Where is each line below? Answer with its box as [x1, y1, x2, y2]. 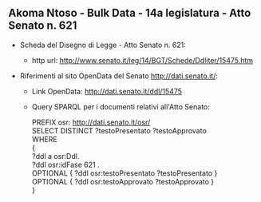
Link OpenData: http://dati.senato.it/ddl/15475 [31, 86, 182, 96]
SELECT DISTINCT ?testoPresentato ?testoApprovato [31, 125, 208, 135]
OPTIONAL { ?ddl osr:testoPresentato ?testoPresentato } [31, 168, 218, 178]
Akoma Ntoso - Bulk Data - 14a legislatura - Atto [8, 6, 251, 20]
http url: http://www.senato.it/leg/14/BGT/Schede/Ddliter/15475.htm [31, 55, 254, 65]
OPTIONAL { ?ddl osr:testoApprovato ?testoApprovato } [31, 176, 215, 186]
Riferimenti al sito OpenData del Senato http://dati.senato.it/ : [19, 71, 218, 81]
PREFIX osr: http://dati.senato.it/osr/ [31, 117, 151, 127]
